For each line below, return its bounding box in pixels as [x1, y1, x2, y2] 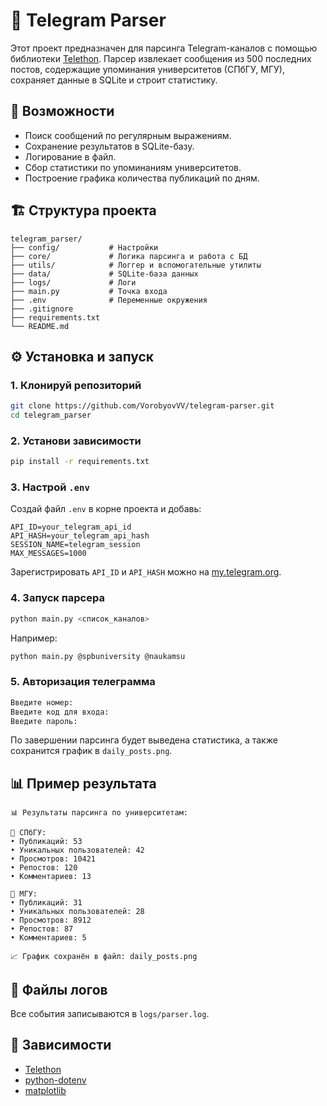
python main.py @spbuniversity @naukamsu [10, 651, 186, 661]
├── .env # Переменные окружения [10, 295, 208, 305]
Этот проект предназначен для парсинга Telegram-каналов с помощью [10, 42, 318, 54]
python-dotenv [24, 1074, 87, 1086]
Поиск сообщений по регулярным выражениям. [24, 129, 232, 141]
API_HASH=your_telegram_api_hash [10, 531, 150, 541]
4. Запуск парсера [10, 591, 105, 605]
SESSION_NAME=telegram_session [10, 540, 141, 550]
